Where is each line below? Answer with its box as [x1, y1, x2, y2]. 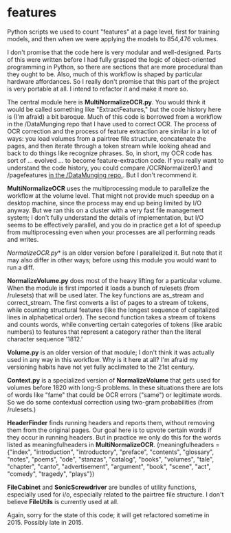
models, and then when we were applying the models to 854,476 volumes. [7, 34, 219, 43]
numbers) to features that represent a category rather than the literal [7, 328, 201, 336]
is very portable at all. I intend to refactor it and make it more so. [7, 84, 189, 93]
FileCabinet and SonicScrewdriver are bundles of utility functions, [7, 483, 197, 491]
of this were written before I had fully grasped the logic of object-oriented [7, 55, 217, 63]
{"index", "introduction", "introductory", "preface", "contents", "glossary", [7, 448, 214, 456]
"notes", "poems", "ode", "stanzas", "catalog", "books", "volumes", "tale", [7, 455, 214, 463]
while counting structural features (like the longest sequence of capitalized [7, 306, 219, 314]
